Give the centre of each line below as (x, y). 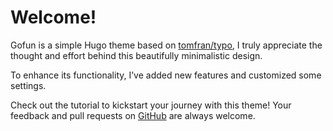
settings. (28, 85)
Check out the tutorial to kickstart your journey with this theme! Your (151, 105)
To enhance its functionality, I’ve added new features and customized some (166, 75)
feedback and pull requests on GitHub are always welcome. (133, 115)
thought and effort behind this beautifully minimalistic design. (136, 55)
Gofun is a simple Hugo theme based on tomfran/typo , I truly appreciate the (166, 45)
